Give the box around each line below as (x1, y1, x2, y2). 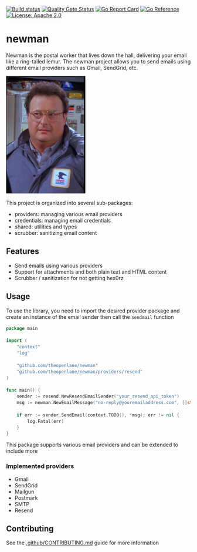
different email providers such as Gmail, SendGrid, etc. (6, 64, 138, 71)
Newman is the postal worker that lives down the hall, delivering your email (6, 52, 187, 59)
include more (6, 447, 38, 455)
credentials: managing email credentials (14, 217, 111, 224)
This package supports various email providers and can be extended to (6, 441, 179, 449)
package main (6, 325, 38, 331)
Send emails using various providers (14, 262, 103, 269)
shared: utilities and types (14, 223, 77, 230)
